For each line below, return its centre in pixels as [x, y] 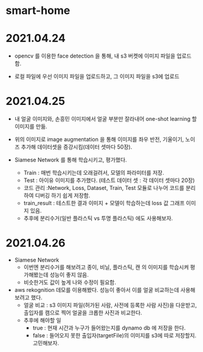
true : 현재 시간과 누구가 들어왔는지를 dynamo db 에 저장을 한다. [109, 328]
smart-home [38, 11]
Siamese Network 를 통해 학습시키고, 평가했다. [71, 160]
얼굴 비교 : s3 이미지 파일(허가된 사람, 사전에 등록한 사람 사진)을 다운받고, [110, 305]
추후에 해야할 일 [42, 320]
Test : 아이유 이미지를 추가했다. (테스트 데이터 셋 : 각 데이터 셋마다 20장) [109, 180]
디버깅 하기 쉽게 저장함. [63, 195]
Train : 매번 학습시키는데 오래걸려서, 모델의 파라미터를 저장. [94, 173]
